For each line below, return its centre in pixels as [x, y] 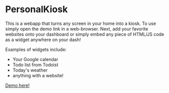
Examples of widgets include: [36, 49]
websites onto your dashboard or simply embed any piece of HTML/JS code [85, 34]
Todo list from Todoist [35, 65]
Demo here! [17, 85]
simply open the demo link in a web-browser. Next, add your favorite [77, 28]
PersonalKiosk [37, 9]
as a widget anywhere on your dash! [43, 40]
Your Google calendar [35, 59]
